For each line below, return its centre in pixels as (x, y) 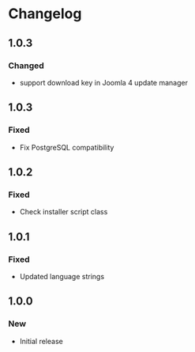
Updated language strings (62, 276)
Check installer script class (64, 212)
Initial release (41, 341)
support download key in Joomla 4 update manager (103, 82)
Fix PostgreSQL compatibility (67, 147)
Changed (26, 66)
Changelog (45, 14)
